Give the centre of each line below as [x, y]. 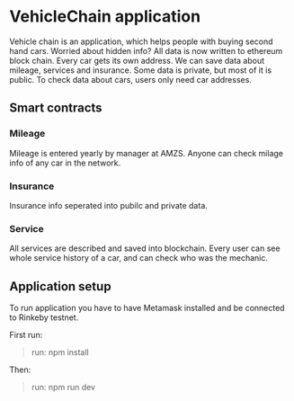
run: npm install [60, 352]
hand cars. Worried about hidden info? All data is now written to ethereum [146, 50]
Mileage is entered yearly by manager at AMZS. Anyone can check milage [147, 153]
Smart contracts [56, 108]
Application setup [60, 286]
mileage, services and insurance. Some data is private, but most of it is [141, 70]
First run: [26, 335]
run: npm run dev [63, 388]
